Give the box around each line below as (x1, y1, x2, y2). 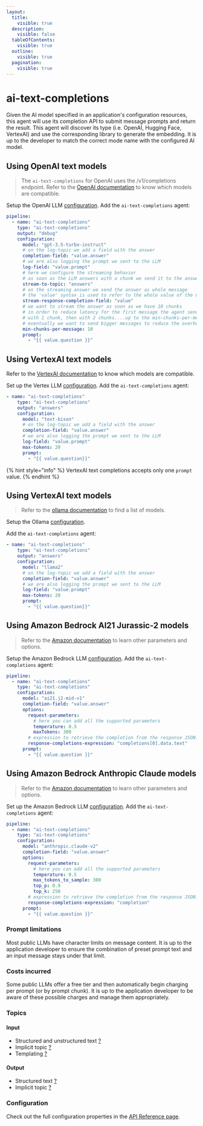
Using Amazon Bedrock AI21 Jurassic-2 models (6, 620, 189, 631)
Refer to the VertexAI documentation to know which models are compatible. (6, 370, 195, 377)
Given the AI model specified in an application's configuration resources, (6, 111, 187, 119)
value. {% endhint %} (6, 473, 60, 480)
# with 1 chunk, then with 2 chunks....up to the (22, 314, 150, 321)
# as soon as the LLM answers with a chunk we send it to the (22, 275, 182, 282)
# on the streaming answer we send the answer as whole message (22, 286, 188, 293)
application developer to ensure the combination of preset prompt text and (6, 946, 192, 953)
